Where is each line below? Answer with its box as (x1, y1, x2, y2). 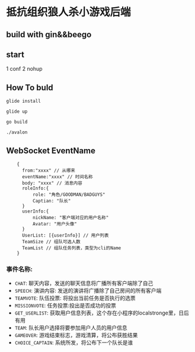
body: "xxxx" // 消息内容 (21, 180, 83, 186)
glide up (6, 109, 28, 115)
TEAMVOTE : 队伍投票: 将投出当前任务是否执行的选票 (14, 294, 136, 302)
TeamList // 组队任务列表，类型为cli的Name (21, 245, 122, 251)
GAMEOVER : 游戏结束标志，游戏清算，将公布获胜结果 (14, 332, 138, 339)
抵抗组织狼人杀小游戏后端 (6, 5, 132, 19)
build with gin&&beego (6, 29, 92, 39)
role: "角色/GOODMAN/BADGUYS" (32, 192, 106, 198)
